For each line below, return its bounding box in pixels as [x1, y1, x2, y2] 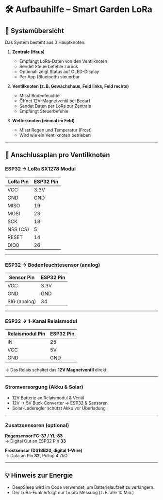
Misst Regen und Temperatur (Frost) [19, 127, 92, 133]
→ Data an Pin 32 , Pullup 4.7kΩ [5, 452, 68, 458]
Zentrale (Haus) [12, 49, 45, 55]
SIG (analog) [7, 298, 36, 305]
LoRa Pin [8, 178, 29, 185]
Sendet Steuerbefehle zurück [19, 64, 79, 69]
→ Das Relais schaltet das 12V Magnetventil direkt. [5, 367, 108, 373]
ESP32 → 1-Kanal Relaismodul [5, 317, 78, 324]
